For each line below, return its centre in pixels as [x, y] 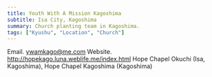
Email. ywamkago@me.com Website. [60, 52]
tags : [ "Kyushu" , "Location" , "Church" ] [66, 32]
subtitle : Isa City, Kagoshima [52, 20]
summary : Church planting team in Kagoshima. [73, 26]
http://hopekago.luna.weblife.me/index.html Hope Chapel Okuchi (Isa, [106, 59]
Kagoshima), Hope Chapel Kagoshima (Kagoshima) [80, 66]
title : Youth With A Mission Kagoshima [64, 13]
